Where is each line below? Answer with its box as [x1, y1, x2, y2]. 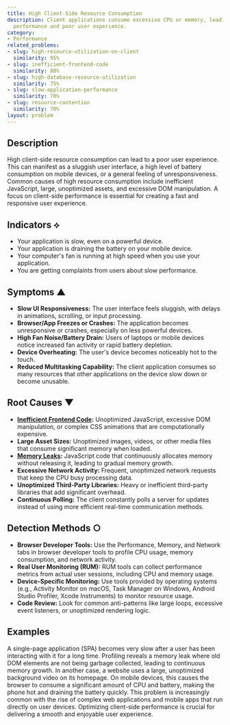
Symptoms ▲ [7, 286, 66, 298]
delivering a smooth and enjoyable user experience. [7, 710, 153, 718]
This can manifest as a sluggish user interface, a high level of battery [7, 162, 202, 171]
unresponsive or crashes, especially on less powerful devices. [16, 326, 193, 334]
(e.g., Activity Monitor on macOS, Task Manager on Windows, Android [16, 584, 216, 593]
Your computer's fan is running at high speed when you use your [16, 251, 201, 260]
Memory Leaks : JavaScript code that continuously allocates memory [16, 452, 213, 460]
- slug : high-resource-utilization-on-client [7, 49, 139, 56]
